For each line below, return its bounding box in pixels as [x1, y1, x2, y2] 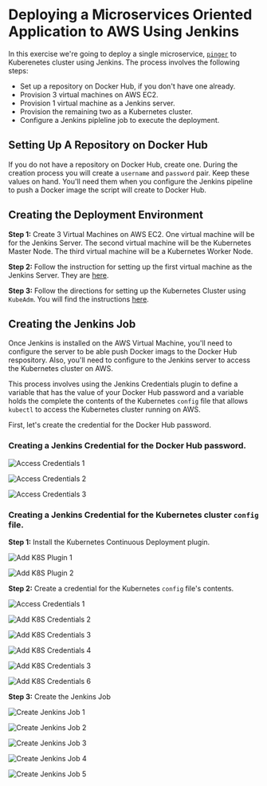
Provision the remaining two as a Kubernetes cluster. [19, 106, 193, 117]
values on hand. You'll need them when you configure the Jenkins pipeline [8, 176, 253, 186]
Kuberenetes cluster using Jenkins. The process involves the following [8, 57, 241, 67]
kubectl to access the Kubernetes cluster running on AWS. [8, 405, 201, 414]
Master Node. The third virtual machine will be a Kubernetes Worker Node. [8, 246, 253, 256]
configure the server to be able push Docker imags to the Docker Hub [8, 347, 238, 357]
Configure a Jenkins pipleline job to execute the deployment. [19, 115, 220, 124]
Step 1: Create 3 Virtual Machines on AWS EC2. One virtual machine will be [8, 229, 255, 239]
